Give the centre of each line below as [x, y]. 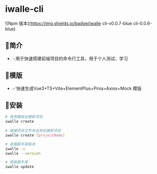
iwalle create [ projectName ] [35, 135]
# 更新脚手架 [17, 162]
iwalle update [20, 167]
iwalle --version [23, 153]
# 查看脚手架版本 [20, 144]
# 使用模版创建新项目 [24, 117]
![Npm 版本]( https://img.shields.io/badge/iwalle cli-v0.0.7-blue [69, 23]
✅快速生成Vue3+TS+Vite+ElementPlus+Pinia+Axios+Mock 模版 [77, 88]
